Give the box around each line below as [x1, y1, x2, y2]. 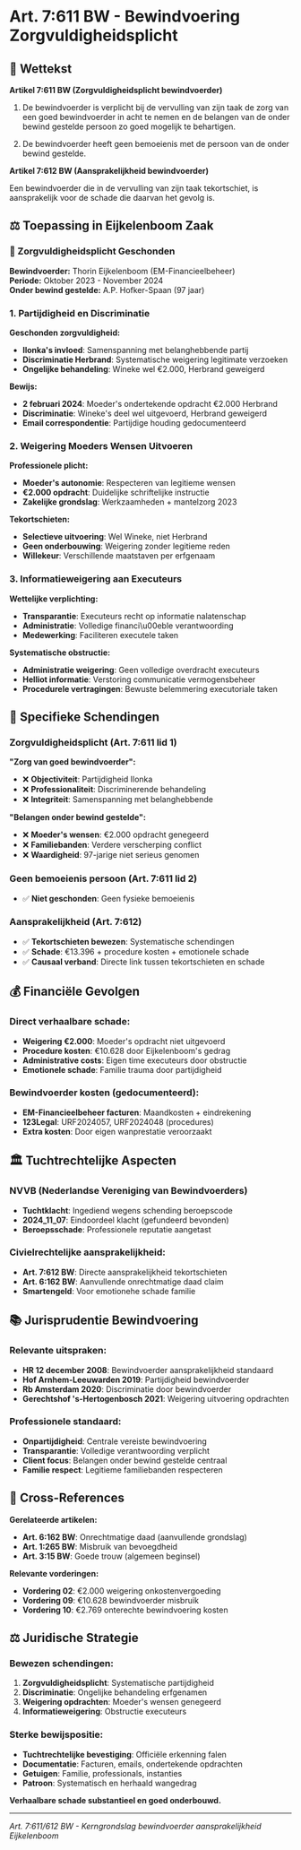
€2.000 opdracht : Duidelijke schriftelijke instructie [21, 487, 210, 498]
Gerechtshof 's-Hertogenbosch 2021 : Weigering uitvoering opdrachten [21, 1393, 289, 1404]
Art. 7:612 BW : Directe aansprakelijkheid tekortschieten [21, 1266, 228, 1277]
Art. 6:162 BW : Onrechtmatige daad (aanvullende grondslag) [21, 1531, 248, 1543]
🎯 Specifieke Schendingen [9, 709, 159, 724]
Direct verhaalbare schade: [9, 1016, 131, 1028]
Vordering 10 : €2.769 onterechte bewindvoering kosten [21, 1604, 228, 1615]
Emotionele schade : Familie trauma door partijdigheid [21, 1064, 222, 1075]
